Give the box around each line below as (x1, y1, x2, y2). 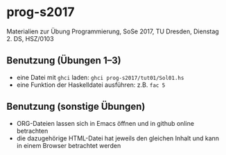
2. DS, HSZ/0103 (6, 34, 54, 42)
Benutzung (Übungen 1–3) (6, 55, 122, 67)
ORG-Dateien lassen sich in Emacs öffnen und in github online (16, 119, 195, 127)
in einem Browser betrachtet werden (16, 141, 121, 149)
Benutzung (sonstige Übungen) (6, 101, 146, 113)
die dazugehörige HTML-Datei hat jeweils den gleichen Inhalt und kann (16, 133, 220, 142)
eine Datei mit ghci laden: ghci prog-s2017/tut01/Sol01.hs (16, 73, 184, 81)
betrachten (16, 127, 49, 135)
